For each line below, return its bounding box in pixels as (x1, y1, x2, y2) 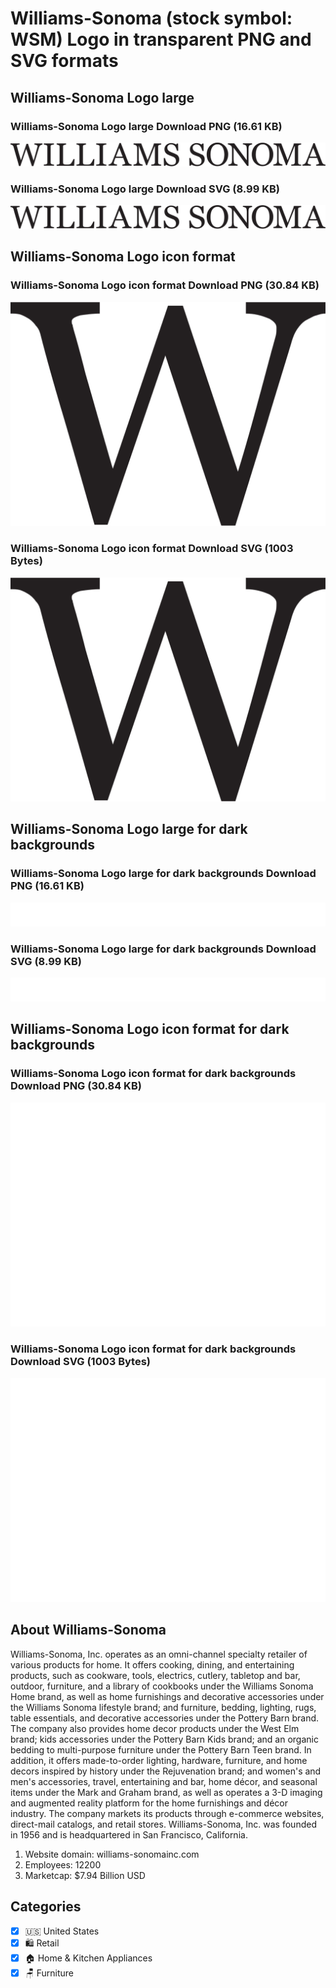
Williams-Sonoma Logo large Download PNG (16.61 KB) (10, 119, 283, 133)
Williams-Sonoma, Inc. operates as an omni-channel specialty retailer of (10, 1648, 308, 1660)
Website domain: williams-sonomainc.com (24, 1848, 200, 1860)
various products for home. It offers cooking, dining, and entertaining (10, 1658, 295, 1671)
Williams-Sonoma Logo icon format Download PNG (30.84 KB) (10, 278, 320, 292)
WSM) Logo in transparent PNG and (10, 28, 312, 51)
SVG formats (10, 50, 119, 72)
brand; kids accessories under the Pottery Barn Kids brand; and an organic (10, 1733, 319, 1745)
